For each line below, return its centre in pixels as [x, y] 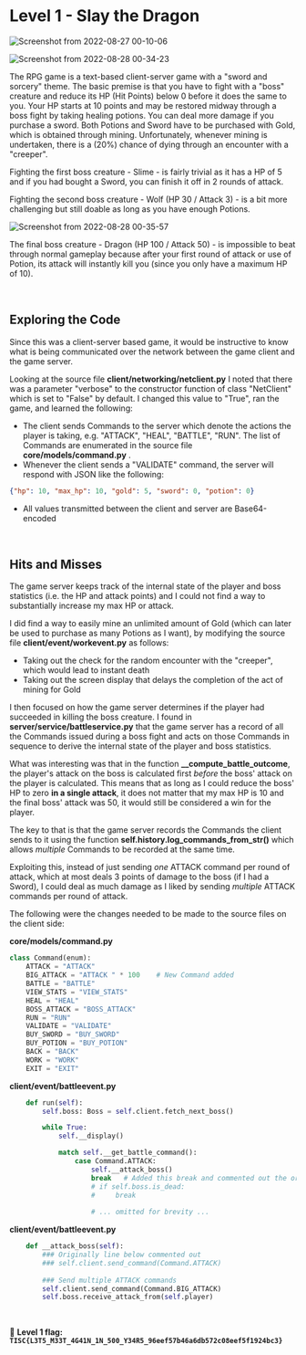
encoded [39, 518]
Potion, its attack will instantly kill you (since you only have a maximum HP [148, 263]
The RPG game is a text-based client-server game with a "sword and [138, 76]
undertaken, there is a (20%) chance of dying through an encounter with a [149, 144]
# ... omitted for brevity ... [150, 1212]
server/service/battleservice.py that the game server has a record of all [147, 727]
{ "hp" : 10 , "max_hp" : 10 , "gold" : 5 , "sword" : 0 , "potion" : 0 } [132, 491]
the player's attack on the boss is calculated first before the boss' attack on [151, 773]
